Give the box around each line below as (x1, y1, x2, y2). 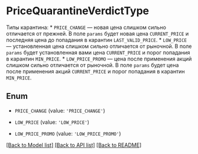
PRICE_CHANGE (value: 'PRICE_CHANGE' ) (14, 107, 105, 114)
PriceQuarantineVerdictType (6, 4, 150, 18)
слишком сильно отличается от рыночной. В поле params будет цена (6, 61, 179, 69)
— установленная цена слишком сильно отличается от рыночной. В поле (6, 43, 192, 50)
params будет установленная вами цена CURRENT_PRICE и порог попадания (6, 49, 190, 56)
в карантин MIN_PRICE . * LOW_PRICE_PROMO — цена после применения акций (6, 55, 192, 62)
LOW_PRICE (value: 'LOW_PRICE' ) (14, 118, 90, 126)
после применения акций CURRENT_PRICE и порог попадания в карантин (6, 68, 185, 75)
